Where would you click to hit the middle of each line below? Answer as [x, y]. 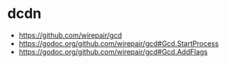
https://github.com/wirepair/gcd [70, 35]
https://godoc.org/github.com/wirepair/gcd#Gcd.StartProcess [119, 43]
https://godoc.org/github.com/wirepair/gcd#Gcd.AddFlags [113, 52]
